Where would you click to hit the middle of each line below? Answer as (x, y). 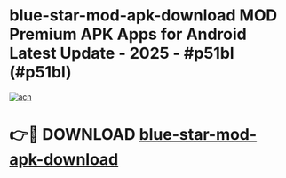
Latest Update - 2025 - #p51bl (122, 53)
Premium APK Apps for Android (128, 34)
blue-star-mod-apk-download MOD (143, 16)
